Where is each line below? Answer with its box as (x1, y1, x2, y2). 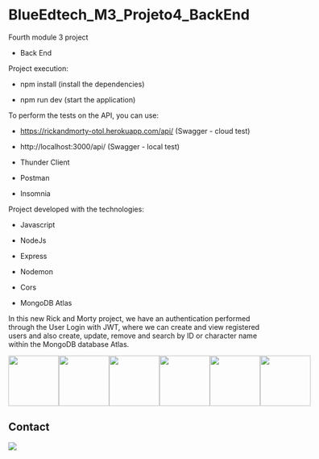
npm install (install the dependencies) (19, 79, 145, 89)
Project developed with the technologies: (8, 204, 145, 214)
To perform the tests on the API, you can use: (8, 111, 159, 120)
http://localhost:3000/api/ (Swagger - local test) (19, 141, 180, 151)
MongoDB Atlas (19, 298, 72, 307)
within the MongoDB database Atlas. (8, 339, 130, 348)
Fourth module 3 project (8, 32, 89, 42)
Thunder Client (19, 157, 70, 167)
